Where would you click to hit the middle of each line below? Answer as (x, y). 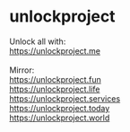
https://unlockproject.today (60, 108)
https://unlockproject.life (55, 89)
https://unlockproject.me (55, 50)
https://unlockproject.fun (55, 79)
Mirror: (22, 70)
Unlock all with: (38, 41)
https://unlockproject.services (65, 98)
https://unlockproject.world (60, 118)
